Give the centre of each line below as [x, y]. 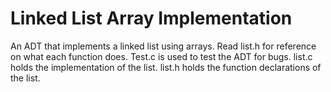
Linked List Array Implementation [151, 18]
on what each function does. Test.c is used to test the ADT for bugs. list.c [161, 56]
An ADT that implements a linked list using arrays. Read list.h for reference [163, 46]
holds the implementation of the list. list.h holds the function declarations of [166, 67]
